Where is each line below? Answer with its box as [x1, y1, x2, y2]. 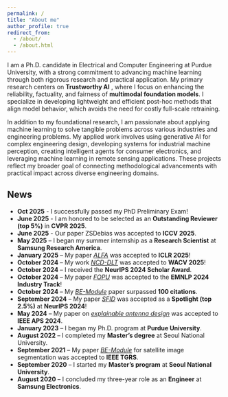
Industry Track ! [16, 280, 62, 288]
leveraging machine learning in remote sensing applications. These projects [7, 155, 222, 162]
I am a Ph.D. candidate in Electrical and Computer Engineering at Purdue [7, 61, 212, 69]
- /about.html [13, 42, 54, 49]
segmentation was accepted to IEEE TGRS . [16, 353, 139, 361]
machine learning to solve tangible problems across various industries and [7, 125, 218, 133]
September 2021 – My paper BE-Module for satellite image [16, 345, 185, 354]
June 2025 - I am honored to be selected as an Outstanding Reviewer [16, 214, 218, 223]
